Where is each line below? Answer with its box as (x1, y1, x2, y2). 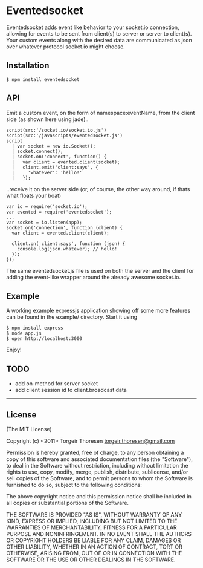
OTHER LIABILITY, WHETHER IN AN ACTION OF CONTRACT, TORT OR (6, 543, 182, 550)
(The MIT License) (6, 426, 53, 433)
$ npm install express (6, 325, 63, 331)
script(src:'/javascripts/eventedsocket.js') (6, 132, 123, 139)
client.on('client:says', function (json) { (11, 240, 126, 247)
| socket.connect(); (11, 148, 63, 154)
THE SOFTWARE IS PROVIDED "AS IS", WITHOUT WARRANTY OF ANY (6, 511, 182, 518)
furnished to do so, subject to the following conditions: (6, 481, 142, 488)
